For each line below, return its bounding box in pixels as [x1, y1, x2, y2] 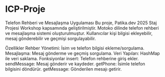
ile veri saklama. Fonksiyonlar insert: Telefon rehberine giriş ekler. [5, 55, 139, 61]
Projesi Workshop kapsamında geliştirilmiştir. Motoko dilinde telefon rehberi [5, 25, 159, 31]
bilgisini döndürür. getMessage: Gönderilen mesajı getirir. [5, 66, 122, 72]
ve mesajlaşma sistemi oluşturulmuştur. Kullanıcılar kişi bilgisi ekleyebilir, [5, 30, 153, 36]
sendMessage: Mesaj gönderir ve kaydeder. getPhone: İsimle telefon [5, 61, 145, 67]
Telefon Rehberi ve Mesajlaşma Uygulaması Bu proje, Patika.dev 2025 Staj [5, 20, 157, 26]
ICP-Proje [5, 3, 46, 15]
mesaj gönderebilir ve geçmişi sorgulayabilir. [5, 36, 96, 41]
